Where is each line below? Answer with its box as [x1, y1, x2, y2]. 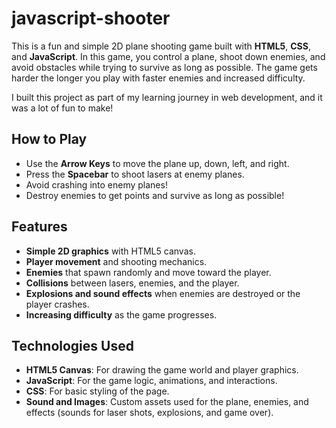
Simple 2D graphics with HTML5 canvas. [25, 245, 196, 257]
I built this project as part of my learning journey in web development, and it [11, 91, 323, 103]
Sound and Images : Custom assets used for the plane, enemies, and [25, 396, 309, 408]
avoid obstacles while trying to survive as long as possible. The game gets [11, 61, 318, 73]
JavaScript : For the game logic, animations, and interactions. [25, 375, 278, 387]
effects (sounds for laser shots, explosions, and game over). [25, 407, 274, 419]
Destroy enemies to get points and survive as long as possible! [25, 189, 285, 201]
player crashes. [25, 298, 90, 310]
